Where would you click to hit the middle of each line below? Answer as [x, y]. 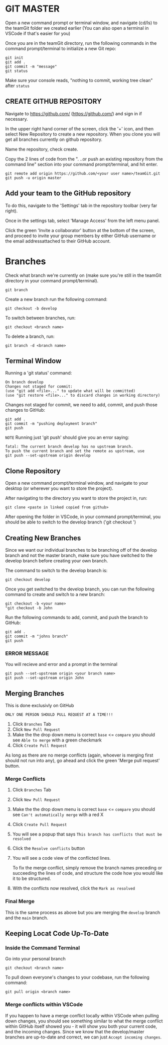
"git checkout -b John [29, 608]
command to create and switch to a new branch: [55, 594]
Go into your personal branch [36, 959]
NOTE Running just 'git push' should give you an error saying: [67, 437]
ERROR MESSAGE [27, 653]
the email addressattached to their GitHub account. [58, 241]
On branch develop [24, 382]
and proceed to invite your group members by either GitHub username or [81, 236]
